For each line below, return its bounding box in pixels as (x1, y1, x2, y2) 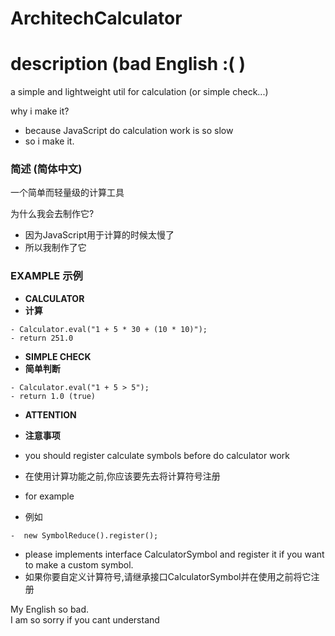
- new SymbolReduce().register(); (10, 530, 159, 541)
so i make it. (24, 135, 75, 147)
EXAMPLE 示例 (10, 269, 83, 283)
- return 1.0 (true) (10, 391, 97, 401)
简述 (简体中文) (10, 162, 83, 176)
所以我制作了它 (24, 242, 87, 254)
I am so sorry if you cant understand (10, 613, 160, 626)
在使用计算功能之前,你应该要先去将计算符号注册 (24, 470, 221, 482)
